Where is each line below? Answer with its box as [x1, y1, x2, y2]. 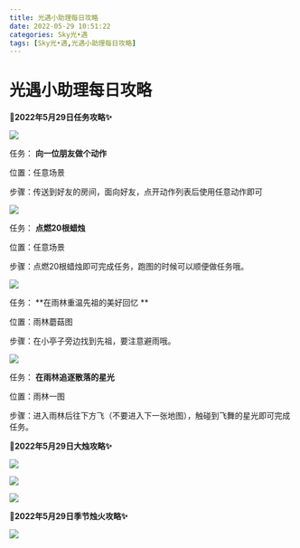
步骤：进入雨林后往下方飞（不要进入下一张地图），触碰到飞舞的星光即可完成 [9, 411, 291, 421]
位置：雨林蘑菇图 [9, 317, 73, 327]
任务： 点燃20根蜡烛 [9, 222, 86, 233]
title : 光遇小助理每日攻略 [9, 13, 99, 23]
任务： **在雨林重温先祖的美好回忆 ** [9, 298, 149, 308]
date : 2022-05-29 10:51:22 [9, 22, 111, 31]
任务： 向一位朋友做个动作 [9, 148, 107, 159]
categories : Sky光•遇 [9, 30, 89, 39]
